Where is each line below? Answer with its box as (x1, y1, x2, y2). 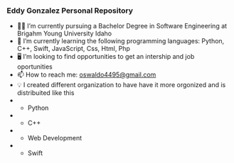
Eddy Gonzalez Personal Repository (6, 6, 133, 16)
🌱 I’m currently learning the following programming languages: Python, (16, 37, 225, 45)
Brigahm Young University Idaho (16, 29, 112, 38)
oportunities (16, 62, 53, 71)
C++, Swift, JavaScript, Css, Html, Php (16, 45, 131, 53)
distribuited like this (16, 89, 75, 97)
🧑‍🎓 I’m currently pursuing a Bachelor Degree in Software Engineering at (16, 22, 228, 30)
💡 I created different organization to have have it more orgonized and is (16, 81, 226, 89)
